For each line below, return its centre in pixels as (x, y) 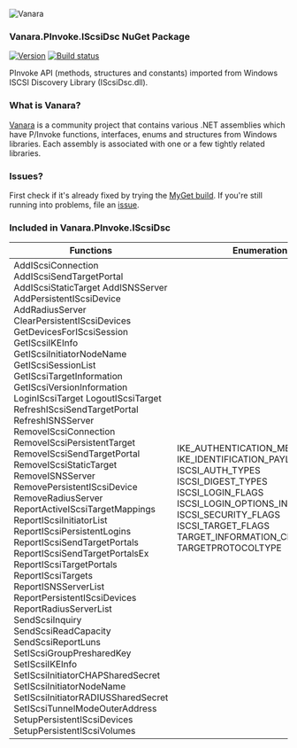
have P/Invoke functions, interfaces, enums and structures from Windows (143, 134)
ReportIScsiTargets (53, 576)
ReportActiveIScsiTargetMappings (85, 510)
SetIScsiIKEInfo (46, 665)
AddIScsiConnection (56, 266)
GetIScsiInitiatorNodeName (70, 355)
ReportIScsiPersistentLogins (72, 532)
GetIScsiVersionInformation (71, 387)
